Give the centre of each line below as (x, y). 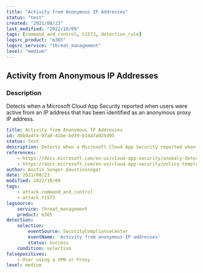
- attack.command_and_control (55, 192)
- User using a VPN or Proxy (54, 260)
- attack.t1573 (36, 197)
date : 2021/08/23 (28, 175)
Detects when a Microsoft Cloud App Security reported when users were (97, 106)
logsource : (20, 203)
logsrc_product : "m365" (36, 40)
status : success (48, 243)
